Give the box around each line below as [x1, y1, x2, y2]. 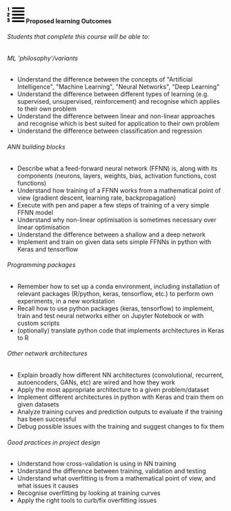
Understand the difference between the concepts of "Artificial [17, 75, 193, 84]
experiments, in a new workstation [17, 297, 115, 305]
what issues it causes [17, 481, 79, 490]
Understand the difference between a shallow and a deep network [17, 230, 205, 239]
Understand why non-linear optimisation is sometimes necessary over [17, 215, 217, 224]
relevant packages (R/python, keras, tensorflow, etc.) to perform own [17, 289, 214, 297]
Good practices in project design [7, 438, 101, 446]
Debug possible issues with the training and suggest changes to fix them [17, 422, 224, 431]
